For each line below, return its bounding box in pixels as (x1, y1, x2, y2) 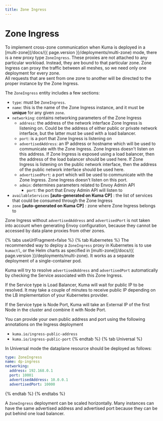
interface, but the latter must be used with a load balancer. (19, 130, 137, 136)
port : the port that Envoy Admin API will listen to (26, 187, 123, 193)
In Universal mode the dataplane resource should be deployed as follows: (5, 345, 152, 351)
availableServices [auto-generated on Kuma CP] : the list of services (12, 192, 153, 198)
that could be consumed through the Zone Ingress (12, 198, 113, 203)
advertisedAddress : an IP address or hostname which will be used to (19, 141, 156, 146)
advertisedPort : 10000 (9, 382, 55, 387)
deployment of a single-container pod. (5, 257, 82, 263)
